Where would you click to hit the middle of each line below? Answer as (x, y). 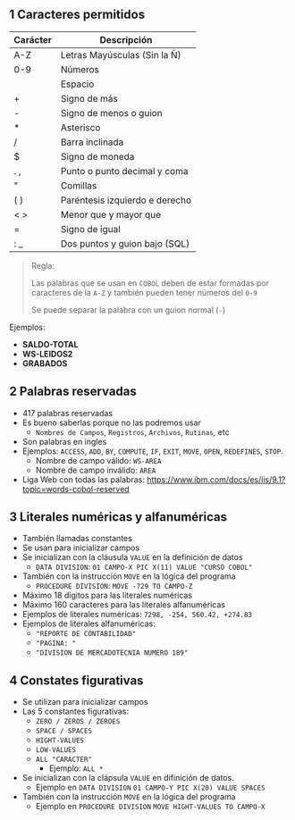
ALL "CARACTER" (63, 760)
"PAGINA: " (56, 644)
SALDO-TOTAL (50, 344)
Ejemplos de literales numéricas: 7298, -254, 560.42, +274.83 (137, 615)
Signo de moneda (97, 156)
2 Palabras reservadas (73, 392)
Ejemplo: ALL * (76, 768)
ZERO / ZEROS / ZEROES (78, 722)
